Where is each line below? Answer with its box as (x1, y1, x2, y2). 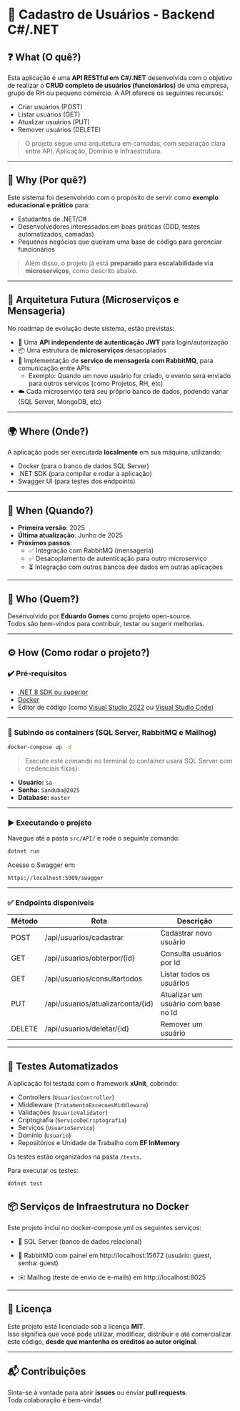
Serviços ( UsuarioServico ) (17, 1124, 95, 1132)
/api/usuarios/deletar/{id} (44, 1024, 130, 1034)
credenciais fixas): (24, 764, 80, 773)
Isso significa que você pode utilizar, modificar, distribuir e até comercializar (7, 1330, 232, 1338)
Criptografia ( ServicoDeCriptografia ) (17, 1116, 127, 1124)
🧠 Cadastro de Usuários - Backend (7, 6, 216, 23)
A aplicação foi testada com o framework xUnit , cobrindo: (7, 1079, 179, 1088)
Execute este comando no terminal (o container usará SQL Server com (24, 756, 234, 765)
